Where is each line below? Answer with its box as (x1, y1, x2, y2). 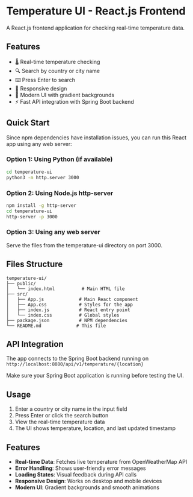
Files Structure (6, 259, 63, 270)
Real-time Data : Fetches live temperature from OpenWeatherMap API (14, 458, 188, 466)
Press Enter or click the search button (14, 412, 109, 419)
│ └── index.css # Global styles (6, 312, 120, 318)
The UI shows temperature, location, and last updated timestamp (14, 425, 176, 432)
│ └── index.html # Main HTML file (6, 285, 125, 292)
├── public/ (6, 280, 36, 286)
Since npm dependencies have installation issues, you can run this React (6, 134, 187, 141)
